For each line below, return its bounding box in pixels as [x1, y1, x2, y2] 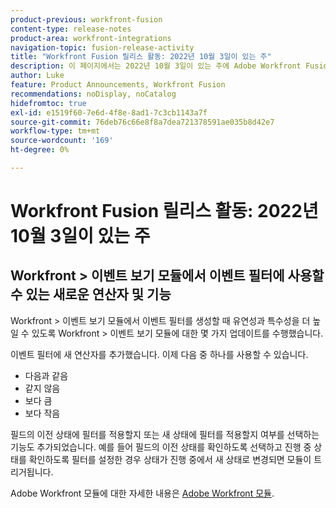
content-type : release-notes [10, 24, 132, 34]
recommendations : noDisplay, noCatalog [10, 89, 177, 99]
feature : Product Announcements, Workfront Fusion [10, 80, 226, 90]
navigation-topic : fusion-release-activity [10, 42, 195, 53]
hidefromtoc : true [10, 98, 87, 108]
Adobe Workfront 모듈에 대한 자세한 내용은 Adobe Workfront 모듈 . [10, 487, 275, 499]
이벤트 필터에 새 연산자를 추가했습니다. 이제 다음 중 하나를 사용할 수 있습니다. [10, 348, 309, 360]
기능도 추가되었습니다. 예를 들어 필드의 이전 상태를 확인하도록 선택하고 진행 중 [10, 441, 312, 453]
